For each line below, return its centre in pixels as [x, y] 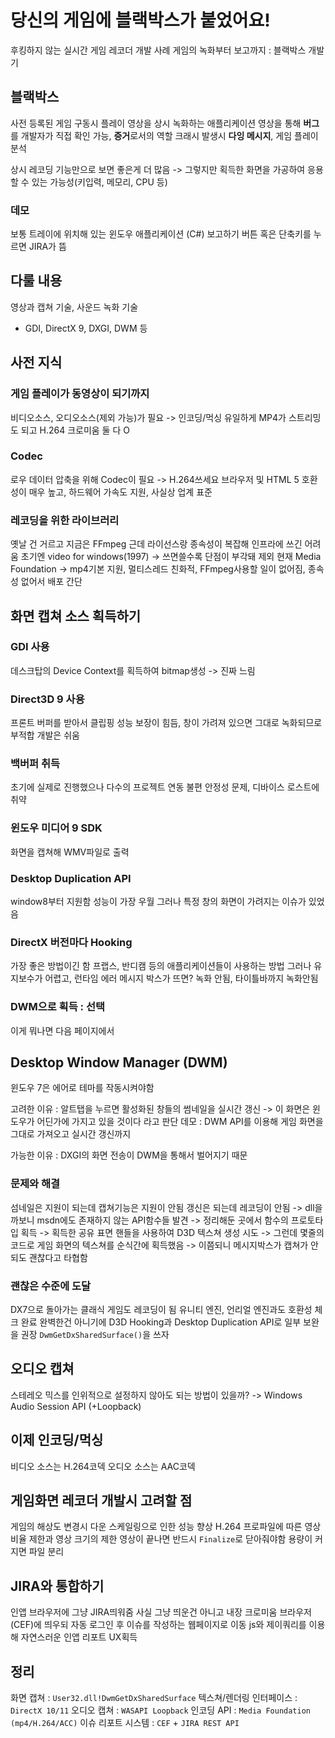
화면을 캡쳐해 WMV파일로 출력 [70, 852]
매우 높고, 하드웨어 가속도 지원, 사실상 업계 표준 [120, 492]
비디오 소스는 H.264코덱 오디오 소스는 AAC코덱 [103, 1466]
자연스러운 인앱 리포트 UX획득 [79, 1637]
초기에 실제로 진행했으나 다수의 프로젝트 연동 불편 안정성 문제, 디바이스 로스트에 [165, 787]
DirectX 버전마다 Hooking [71, 942]
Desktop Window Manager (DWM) [119, 1062]
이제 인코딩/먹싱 [57, 1440]
